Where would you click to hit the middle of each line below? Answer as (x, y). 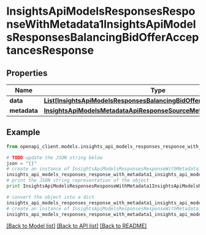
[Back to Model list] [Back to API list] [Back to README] (77, 226)
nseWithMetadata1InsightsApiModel (101, 24)
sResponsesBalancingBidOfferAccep (103, 37)
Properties (27, 73)
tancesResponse (50, 51)
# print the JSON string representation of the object (78, 180)
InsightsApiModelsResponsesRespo (101, 11)
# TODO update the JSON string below (55, 158)
